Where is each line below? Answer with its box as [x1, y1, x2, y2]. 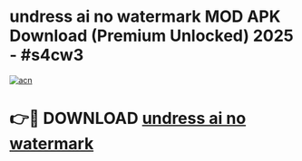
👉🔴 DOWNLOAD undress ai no [9, 109, 247, 128]
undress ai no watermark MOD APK [9, 6, 281, 27]
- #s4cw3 [9, 45, 84, 65]
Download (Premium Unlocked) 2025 [9, 25, 295, 46]
